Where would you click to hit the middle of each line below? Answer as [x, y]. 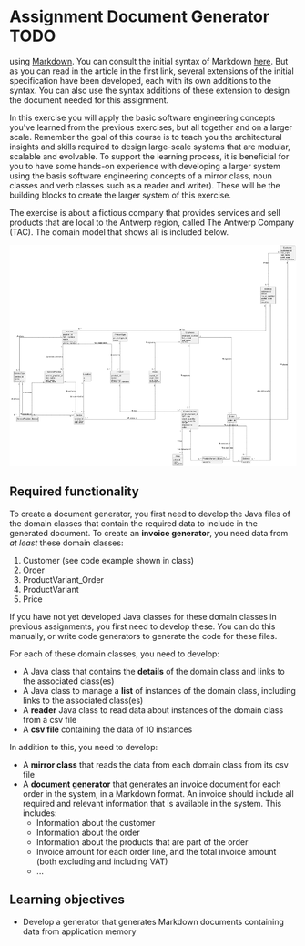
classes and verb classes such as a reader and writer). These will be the [145, 185]
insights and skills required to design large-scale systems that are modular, [150, 147]
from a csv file [50, 719]
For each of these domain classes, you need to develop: [115, 654]
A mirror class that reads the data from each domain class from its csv [155, 764]
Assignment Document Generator [140, 17]
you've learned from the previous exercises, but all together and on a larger [151, 127]
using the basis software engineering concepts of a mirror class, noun [141, 176]
